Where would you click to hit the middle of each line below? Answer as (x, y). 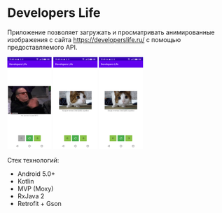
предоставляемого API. (42, 47)
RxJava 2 (31, 196)
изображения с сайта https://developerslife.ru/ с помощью (94, 39)
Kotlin (26, 181)
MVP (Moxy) (35, 188)
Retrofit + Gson (39, 203)
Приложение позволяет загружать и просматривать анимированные (111, 32)
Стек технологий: (33, 160)
